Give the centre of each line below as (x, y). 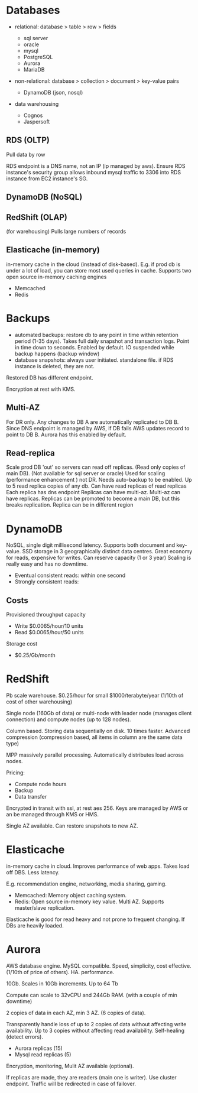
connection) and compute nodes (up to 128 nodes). (69, 719)
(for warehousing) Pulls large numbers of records (66, 231)
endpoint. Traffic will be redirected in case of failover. (71, 1084)
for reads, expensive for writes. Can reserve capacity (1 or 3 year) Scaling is (99, 558)
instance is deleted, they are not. (54, 366)
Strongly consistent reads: (47, 582)
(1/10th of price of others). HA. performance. (60, 972)
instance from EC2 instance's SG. (47, 179)
